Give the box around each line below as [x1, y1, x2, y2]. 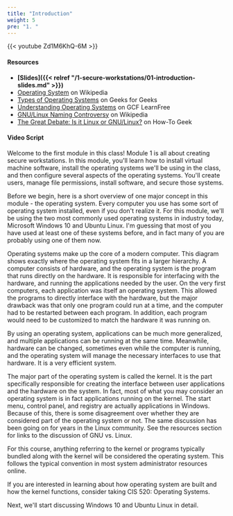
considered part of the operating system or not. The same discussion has [7, 416, 217, 424]
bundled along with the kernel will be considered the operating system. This [7, 452, 224, 460]
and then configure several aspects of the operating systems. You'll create [7, 171, 221, 179]
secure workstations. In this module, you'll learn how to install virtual [7, 156, 203, 164]
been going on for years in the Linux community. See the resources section [7, 424, 222, 432]
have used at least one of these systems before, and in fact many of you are [7, 228, 225, 237]
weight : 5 [7, 17, 36, 24]
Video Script [7, 133, 44, 142]
